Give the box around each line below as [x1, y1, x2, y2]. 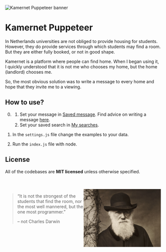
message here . [19, 116, 50, 122]
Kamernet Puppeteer [5, 22, 93, 33]
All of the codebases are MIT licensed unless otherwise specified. [5, 168, 140, 174]
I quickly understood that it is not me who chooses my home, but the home [5, 63, 158, 69]
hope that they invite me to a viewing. [5, 84, 82, 90]
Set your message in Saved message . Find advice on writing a [19, 111, 147, 117]
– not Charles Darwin [17, 218, 60, 224]
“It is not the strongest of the [17, 193, 76, 199]
